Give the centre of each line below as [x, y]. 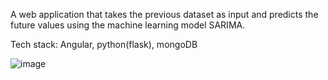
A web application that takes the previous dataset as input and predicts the [164, 14]
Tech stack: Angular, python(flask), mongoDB [104, 44]
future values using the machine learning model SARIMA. [128, 25]
